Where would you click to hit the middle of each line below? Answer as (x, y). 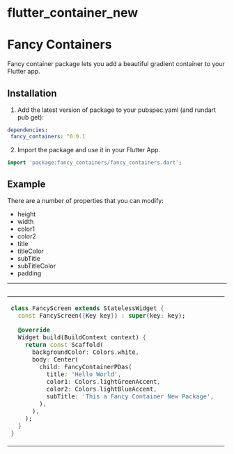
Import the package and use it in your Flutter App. (89, 149)
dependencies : (28, 130)
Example (26, 184)
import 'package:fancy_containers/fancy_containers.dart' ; (95, 162)
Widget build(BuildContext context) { (82, 338)
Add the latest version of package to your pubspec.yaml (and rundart (117, 110)
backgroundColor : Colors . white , (86, 352)
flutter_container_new (73, 13)
